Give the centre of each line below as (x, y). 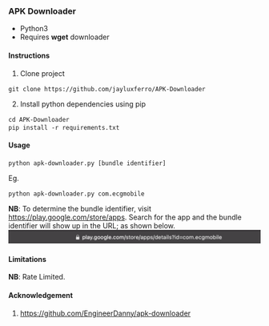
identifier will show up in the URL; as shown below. (92, 225)
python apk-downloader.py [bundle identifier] (87, 163)
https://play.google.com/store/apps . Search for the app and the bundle (125, 217)
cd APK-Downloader (39, 119)
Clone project (42, 73)
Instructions (29, 55)
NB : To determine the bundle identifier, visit (80, 208)
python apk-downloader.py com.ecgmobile (77, 194)
